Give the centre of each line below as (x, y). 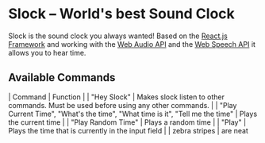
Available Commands (62, 77)
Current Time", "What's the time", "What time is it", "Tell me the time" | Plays (133, 114)
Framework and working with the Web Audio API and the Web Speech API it (132, 44)
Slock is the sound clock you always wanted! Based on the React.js (118, 36)
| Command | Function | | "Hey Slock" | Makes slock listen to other (116, 97)
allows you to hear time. (47, 52)
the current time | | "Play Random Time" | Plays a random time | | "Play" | (127, 122)
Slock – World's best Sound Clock (122, 14)
